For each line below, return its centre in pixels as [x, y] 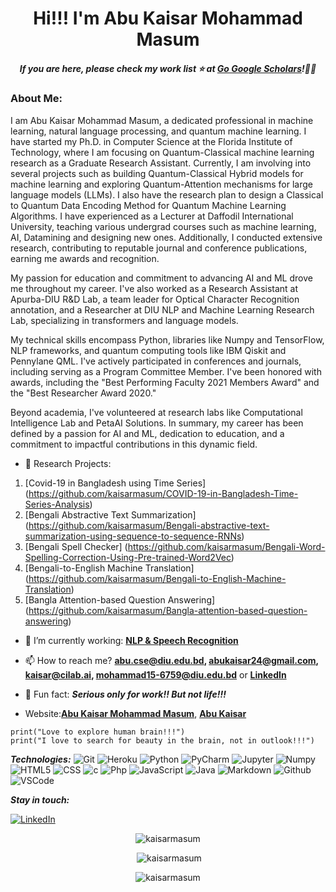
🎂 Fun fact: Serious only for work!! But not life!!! [125, 694]
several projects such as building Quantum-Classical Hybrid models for [157, 173]
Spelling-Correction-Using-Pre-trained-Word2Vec [128, 557]
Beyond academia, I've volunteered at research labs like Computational [156, 412]
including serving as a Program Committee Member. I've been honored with [166, 371]
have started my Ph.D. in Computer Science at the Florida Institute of [151, 141]
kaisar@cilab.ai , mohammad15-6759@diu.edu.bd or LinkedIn [155, 674]
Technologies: [41, 759]
